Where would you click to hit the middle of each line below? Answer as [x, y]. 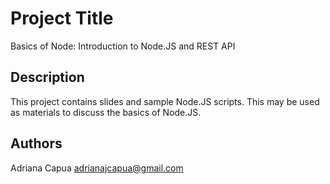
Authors [36, 143]
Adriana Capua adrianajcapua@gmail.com [97, 168]
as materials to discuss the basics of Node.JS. [106, 112]
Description [47, 77]
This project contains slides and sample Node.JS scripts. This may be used [165, 101]
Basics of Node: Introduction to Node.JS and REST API [123, 46]
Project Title [62, 18]
